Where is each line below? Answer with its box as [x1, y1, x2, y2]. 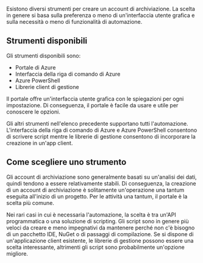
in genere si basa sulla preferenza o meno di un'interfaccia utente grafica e [6, 12, 195, 19]
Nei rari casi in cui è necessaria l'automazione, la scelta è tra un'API [6, 211, 176, 218]
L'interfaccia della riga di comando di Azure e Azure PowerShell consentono [6, 126, 198, 134]
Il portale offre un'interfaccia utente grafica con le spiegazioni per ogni [6, 95, 184, 103]
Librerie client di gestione [15, 83, 79, 90]
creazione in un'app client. [6, 139, 73, 146]
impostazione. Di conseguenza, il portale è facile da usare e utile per [6, 101, 179, 109]
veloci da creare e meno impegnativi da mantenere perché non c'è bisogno [6, 224, 195, 231]
